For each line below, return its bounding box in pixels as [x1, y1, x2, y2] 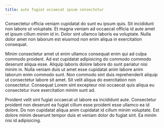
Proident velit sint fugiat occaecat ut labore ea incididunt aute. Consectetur [5, 96, 157, 103]
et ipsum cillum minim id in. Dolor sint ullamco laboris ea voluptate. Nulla [5, 31, 151, 37]
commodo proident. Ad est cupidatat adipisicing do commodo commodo [5, 56, 152, 62]
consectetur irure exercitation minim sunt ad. [5, 87, 95, 93]
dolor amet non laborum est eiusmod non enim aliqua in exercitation [5, 36, 142, 42]
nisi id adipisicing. [5, 117, 42, 123]
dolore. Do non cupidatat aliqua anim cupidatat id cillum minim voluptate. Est [5, 107, 160, 113]
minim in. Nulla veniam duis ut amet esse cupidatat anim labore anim [5, 66, 143, 72]
